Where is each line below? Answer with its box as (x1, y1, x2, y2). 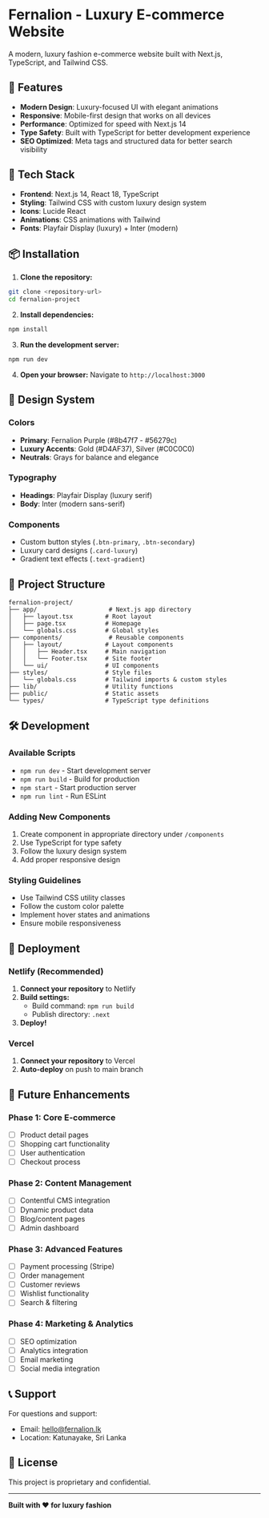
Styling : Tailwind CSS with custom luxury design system (19, 198, 207, 207)
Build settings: (19, 992, 70, 1002)
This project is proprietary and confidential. (8, 1477, 151, 1487)
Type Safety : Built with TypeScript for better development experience (19, 127, 251, 137)
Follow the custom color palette (19, 902, 124, 911)
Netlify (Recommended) (8, 966, 104, 977)
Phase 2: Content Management (8, 1178, 132, 1189)
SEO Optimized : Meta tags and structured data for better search (19, 136, 233, 146)
